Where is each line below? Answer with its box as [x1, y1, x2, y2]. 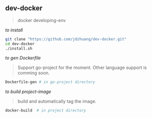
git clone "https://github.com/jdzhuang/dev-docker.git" [5, 36, 127, 41]
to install [5, 27, 23, 33]
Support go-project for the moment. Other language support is [17, 64, 147, 70]
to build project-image [5, 88, 52, 94]
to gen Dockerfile [5, 55, 41, 61]
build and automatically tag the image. [17, 98, 97, 104]
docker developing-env [17, 17, 66, 23]
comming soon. [17, 70, 50, 76]
